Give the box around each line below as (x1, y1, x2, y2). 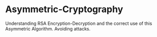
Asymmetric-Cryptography (5, 4, 123, 15)
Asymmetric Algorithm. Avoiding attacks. (5, 25, 90, 31)
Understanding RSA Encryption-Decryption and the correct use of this (5, 20, 152, 26)
